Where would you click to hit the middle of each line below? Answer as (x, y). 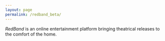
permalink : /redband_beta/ (33, 14)
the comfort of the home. (31, 34)
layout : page (19, 10)
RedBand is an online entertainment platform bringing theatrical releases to (82, 28)
